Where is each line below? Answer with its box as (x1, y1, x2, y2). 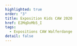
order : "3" (5, 11, 27, 16)
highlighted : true (5, 7, 42, 12)
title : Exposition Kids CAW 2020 (5, 16, 73, 21)
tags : (5, 25, 16, 30)
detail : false (5, 34, 34, 39)
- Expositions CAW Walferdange (9, 29, 73, 34)
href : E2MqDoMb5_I (5, 20, 42, 25)
